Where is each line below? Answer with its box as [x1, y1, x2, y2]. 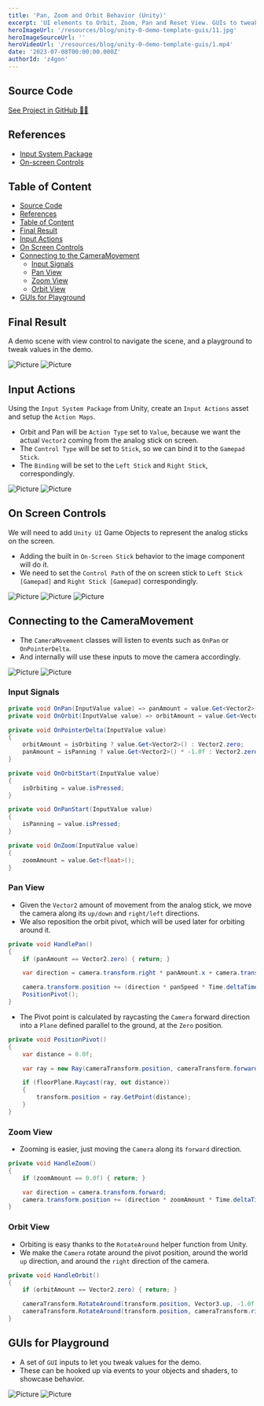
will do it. [19, 560, 49, 569]
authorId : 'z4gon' [8, 56, 68, 64]
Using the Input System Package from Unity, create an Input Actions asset [8, 403, 249, 413]
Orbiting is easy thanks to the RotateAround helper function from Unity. [19, 1239, 248, 1249]
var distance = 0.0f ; [22, 1050, 93, 1058]
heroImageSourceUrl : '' [8, 33, 86, 42]
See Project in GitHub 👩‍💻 [8, 105, 89, 115]
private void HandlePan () [8, 940, 93, 948]
